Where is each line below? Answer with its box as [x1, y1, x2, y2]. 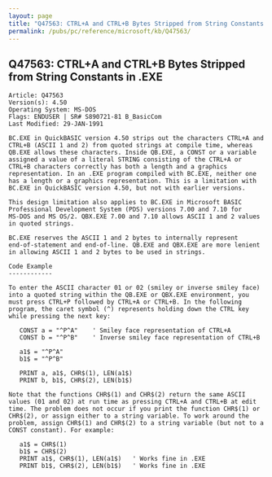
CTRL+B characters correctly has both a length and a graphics [8, 163, 228, 171]
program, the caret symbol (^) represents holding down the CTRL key [8, 305, 250, 313]
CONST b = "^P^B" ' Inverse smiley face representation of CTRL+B [19, 334, 261, 342]
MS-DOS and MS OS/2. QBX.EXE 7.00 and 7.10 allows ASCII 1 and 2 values [8, 212, 261, 221]
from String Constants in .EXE [8, 70, 163, 84]
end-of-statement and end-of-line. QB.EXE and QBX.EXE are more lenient [8, 241, 261, 249]
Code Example [8, 262, 53, 271]
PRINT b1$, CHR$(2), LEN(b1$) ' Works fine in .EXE [19, 462, 206, 470]
